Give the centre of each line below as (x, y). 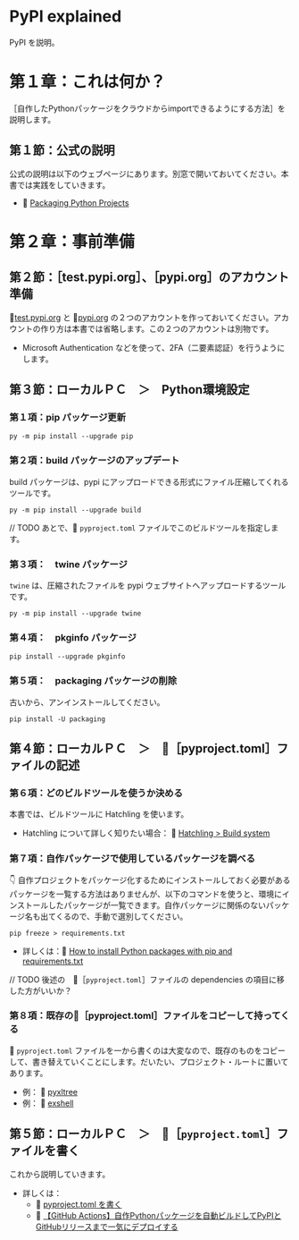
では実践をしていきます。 (63, 184)
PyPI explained (66, 17)
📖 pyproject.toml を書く (79, 1204)
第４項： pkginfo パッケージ (73, 637)
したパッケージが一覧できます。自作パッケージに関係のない (157, 905)
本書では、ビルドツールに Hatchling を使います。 (99, 814)
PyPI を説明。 (34, 42)
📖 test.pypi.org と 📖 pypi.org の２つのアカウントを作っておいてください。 (141, 317)
